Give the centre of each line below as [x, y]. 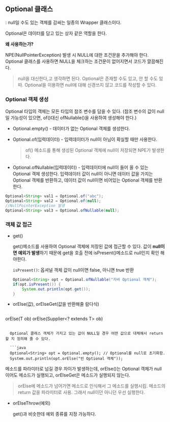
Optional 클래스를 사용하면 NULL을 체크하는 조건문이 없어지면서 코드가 [76, 61]
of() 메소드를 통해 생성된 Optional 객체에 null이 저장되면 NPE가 [88, 150]
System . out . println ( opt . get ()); [56, 289]
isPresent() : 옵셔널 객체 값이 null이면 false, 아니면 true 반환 [73, 270]
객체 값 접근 [19, 224]
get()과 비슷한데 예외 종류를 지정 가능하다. [54, 414]
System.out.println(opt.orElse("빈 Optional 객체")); [66, 359]
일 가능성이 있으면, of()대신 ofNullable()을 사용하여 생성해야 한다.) [71, 118]
